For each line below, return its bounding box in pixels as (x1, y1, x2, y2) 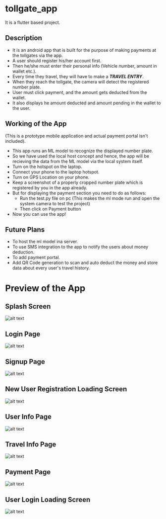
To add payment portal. (12, 255, 60, 260)
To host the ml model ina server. (12, 239, 78, 245)
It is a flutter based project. (5, 19, 60, 25)
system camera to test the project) (19, 200, 91, 206)
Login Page (5, 330, 41, 338)
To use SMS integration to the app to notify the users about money (12, 244, 149, 250)
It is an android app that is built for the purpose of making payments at (12, 47, 157, 53)
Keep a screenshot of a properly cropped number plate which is (12, 179, 143, 185)
